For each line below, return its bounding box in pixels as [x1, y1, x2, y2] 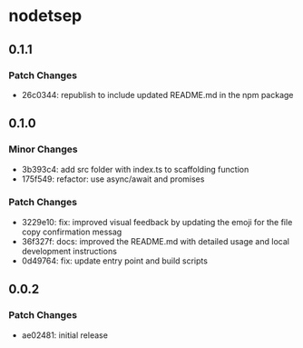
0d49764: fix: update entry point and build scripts [21, 255, 208, 266]
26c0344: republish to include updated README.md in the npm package [21, 89, 294, 100]
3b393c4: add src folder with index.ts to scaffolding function [21, 164, 249, 174]
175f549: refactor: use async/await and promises [21, 174, 205, 184]
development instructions [21, 245, 117, 256]
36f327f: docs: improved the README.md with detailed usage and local [21, 235, 289, 246]
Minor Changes [8, 143, 78, 155]
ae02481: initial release [21, 329, 108, 341]
